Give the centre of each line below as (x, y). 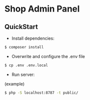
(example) (15, 84)
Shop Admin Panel (42, 9)
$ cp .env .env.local (26, 65)
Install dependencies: (33, 38)
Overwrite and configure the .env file (48, 56)
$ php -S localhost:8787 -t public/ (41, 93)
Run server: (23, 74)
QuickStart (21, 27)
